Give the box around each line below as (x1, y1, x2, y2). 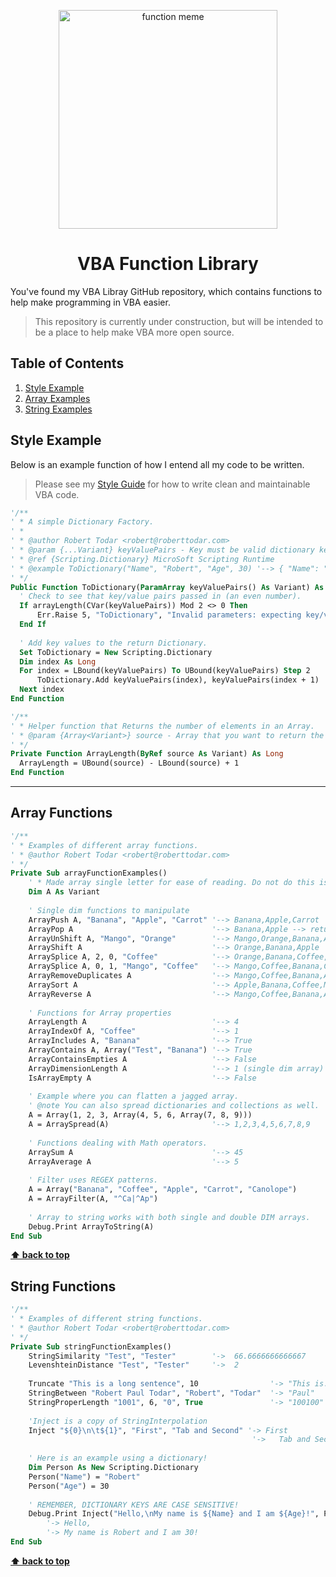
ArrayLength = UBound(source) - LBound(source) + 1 (19, 758, 240, 769)
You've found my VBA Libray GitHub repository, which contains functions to (10, 285, 323, 297)
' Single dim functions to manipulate (28, 905, 190, 915)
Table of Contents (10, 355, 125, 372)
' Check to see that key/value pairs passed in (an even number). (19, 591, 302, 602)
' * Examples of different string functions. (10, 1314, 203, 1324)
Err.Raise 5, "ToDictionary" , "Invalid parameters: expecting (36, 610, 302, 620)
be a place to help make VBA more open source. (34, 326, 235, 338)
